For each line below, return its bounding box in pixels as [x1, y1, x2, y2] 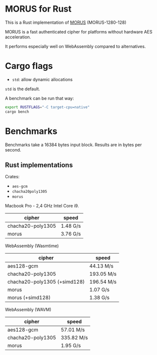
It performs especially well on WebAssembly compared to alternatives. [5, 43, 146, 49]
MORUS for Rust [5, 3, 72, 15]
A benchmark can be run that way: [5, 95, 74, 101]
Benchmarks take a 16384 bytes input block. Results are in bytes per [5, 142, 142, 148]
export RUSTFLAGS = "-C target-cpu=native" [5, 104, 90, 110]
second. [5, 147, 21, 152]
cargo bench [5, 109, 29, 114]
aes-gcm [12, 184, 28, 189]
